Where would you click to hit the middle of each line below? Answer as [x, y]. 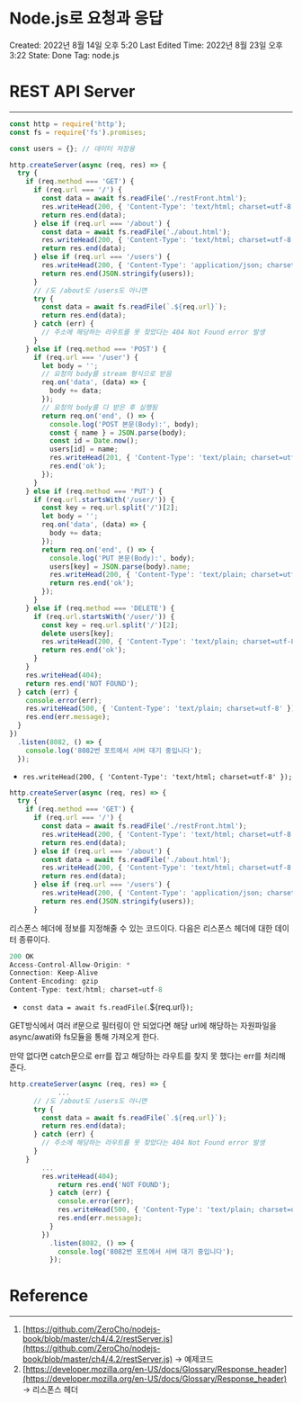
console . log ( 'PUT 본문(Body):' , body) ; [122, 558]
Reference [49, 1296]
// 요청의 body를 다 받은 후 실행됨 [100, 407]
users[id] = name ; [84, 450]
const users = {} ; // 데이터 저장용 [72, 148]
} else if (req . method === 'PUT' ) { [94, 491]
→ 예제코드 [194, 1359]
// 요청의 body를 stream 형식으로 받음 [107, 374]
